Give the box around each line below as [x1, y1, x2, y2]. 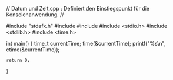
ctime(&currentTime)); [6, 46, 60, 53]
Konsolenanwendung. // [6, 11, 64, 18]
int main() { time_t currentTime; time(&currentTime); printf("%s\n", [6, 40, 166, 47]
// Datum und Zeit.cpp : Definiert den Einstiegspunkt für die [6, 5, 150, 12]
